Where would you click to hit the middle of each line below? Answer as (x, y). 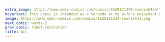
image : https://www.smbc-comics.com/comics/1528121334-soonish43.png (78, 18)
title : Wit (16, 32)
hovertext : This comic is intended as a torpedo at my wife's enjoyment (81, 14)
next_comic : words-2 (26, 23)
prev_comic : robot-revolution (36, 28)
